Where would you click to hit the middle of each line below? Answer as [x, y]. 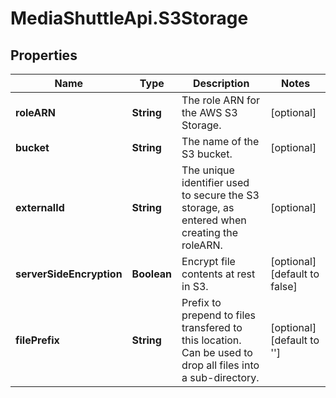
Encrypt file [208, 261]
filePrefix [37, 340]
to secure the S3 [220, 195]
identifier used [215, 182]
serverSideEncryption [69, 274]
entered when [214, 220]
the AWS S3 [209, 112]
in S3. [195, 286]
